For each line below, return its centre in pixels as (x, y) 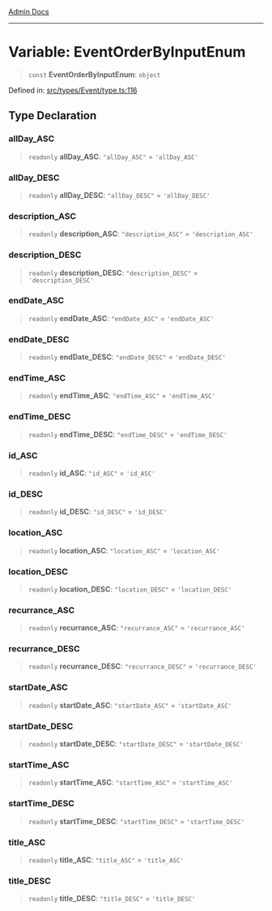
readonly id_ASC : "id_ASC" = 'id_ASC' (92, 473)
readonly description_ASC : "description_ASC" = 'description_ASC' (140, 234)
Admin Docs (29, 12)
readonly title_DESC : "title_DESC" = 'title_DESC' (112, 899)
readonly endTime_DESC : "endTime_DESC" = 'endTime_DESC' (128, 434)
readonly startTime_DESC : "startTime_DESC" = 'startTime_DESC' (136, 821)
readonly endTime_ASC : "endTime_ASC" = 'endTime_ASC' (122, 396)
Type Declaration (53, 116)
